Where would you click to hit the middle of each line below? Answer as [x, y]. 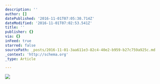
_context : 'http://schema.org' [37, 54]
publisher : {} [19, 32]
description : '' [21, 9]
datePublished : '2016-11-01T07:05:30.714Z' [50, 18]
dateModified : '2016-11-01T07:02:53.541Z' [49, 23]
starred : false [20, 45]
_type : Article [20, 59]
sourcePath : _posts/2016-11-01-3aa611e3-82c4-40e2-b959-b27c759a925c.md [80, 50]
